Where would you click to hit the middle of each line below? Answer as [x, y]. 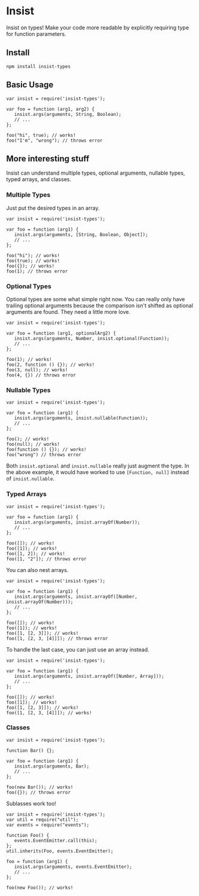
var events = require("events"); [48, 825]
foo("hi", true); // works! [41, 135]
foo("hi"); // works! [33, 255]
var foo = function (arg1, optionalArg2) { [61, 333]
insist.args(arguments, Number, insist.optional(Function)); [92, 338]
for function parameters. [36, 33]
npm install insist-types [38, 66]
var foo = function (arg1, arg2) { [50, 109]
